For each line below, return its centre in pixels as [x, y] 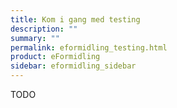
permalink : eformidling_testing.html [89, 47]
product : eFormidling [55, 57]
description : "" [44, 29]
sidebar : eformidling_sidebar [73, 66]
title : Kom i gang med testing [75, 19]
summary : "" [35, 38]
